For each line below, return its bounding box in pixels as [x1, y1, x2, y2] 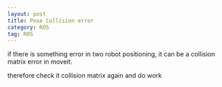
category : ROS [7, 24, 50, 31]
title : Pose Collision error [7, 17, 94, 24]
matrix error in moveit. [7, 58, 73, 66]
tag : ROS [7, 30, 34, 38]
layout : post [7, 10, 46, 18]
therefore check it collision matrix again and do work [7, 71, 162, 80]
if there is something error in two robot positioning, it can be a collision [7, 50, 216, 58]
